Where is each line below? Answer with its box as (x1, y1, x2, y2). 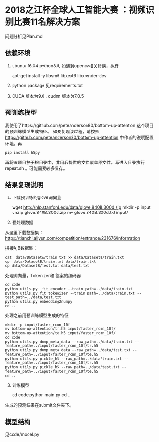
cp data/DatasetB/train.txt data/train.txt (5, 259, 96, 264)
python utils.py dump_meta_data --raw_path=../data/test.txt (5, 348, 131, 353)
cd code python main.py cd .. (12, 392, 71, 398)
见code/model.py (5, 431, 40, 437)
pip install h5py (5, 150, 40, 155)
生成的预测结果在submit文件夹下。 (5, 402, 74, 408)
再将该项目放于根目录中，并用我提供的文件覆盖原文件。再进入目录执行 (5, 159, 145, 165)
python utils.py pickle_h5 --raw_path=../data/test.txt (5, 365, 120, 370)
